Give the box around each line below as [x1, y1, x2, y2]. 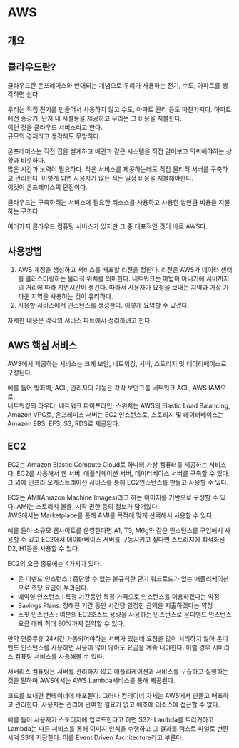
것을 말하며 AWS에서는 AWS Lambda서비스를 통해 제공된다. [7, 676, 176, 684]
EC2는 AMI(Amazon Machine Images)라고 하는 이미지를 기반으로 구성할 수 [7, 493, 219, 502]
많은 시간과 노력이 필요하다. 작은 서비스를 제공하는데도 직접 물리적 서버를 [7, 165, 209, 173]
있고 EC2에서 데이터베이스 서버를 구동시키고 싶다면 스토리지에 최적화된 [28, 535, 225, 543]
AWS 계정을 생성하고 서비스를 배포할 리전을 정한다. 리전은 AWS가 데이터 [17, 266, 220, 274]
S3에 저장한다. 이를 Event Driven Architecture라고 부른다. [20, 733, 184, 742]
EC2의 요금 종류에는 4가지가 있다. [7, 559, 102, 567]
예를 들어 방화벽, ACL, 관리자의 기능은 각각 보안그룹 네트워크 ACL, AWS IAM [7, 383, 220, 393]
